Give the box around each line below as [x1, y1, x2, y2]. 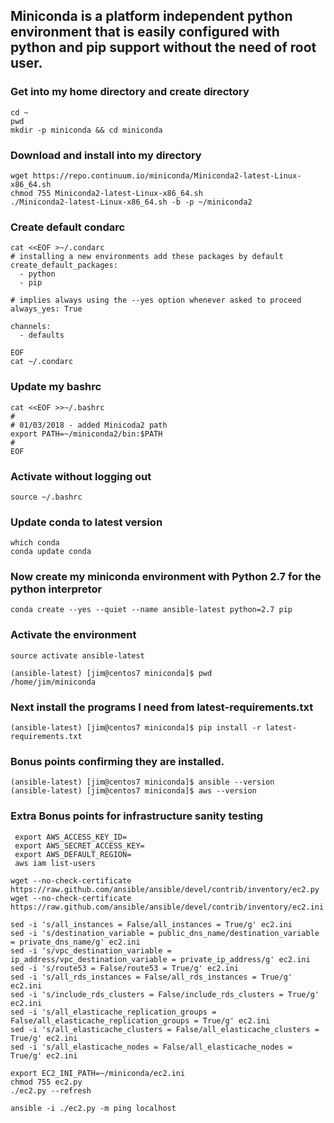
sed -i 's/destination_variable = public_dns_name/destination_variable [10, 928, 320, 938]
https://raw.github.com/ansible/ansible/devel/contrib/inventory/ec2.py [10, 884, 320, 894]
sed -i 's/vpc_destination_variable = [10, 945, 172, 956]
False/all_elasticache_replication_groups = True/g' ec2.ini [10, 1015, 271, 1026]
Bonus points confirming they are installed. [10, 754, 225, 768]
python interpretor [10, 582, 103, 596]
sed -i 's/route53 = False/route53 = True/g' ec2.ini [10, 963, 240, 973]
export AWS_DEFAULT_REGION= [14, 849, 132, 859]
